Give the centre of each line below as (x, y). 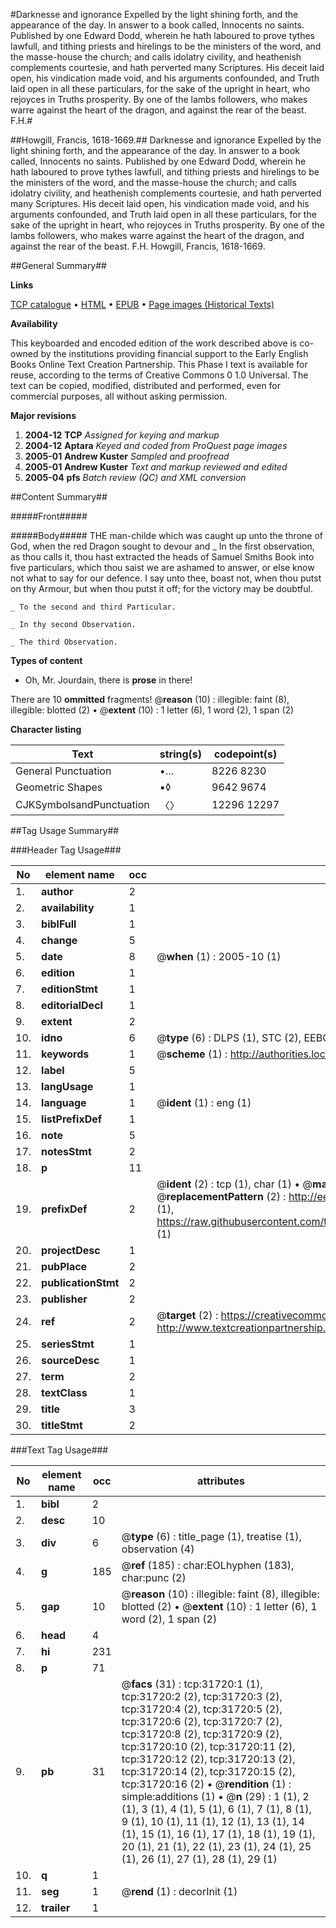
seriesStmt (68, 1344)
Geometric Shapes (59, 787)
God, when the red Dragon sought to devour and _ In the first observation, (162, 546)
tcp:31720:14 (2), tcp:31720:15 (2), (208, 1771)
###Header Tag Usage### (66, 850)
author (57, 891)
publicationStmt (80, 1282)
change (59, 940)
